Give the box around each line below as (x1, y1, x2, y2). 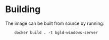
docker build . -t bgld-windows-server (14, 30, 98, 35)
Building (5, 4, 41, 15)
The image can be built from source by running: (5, 20, 104, 26)
